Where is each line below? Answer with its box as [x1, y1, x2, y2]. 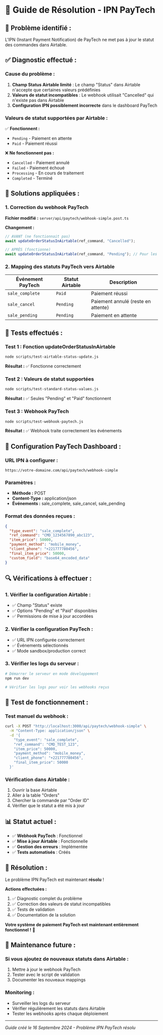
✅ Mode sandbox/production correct [12, 648, 86, 653]
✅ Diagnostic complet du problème [12, 895, 82, 901]
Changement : [5, 224, 35, 230]
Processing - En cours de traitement [12, 170, 84, 176]
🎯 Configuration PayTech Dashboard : [5, 442, 121, 450]
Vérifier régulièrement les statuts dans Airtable [12, 1005, 105, 1011]
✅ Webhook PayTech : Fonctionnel [12, 833, 82, 839]
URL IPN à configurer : [5, 457, 58, 463]
